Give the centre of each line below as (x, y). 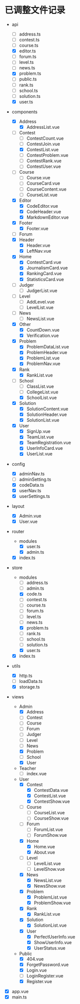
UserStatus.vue (50, 948)
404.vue (35, 959)
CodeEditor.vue (42, 206)
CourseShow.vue (51, 818)
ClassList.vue (40, 386)
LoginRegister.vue (45, 976)
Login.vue (37, 970)
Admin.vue (30, 516)
